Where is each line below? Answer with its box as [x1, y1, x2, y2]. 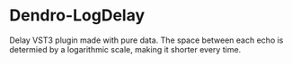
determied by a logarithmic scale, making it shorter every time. [9, 44, 242, 54]
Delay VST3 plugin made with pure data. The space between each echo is [9, 35, 284, 45]
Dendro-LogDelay [9, 5, 146, 26]
